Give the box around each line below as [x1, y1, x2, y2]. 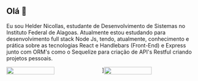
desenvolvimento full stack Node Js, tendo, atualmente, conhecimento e [6, 35, 189, 43]
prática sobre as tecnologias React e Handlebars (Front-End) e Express [6, 41, 186, 49]
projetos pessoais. [6, 54, 53, 62]
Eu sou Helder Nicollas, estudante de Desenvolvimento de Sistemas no [6, 22, 186, 29]
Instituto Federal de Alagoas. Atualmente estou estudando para [6, 29, 166, 36]
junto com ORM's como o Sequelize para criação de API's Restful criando [6, 48, 192, 55]
